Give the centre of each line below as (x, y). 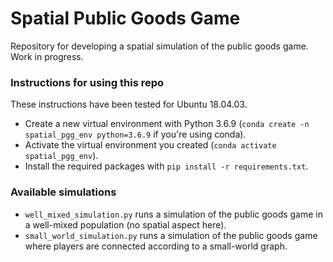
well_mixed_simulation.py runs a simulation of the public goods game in (173, 214)
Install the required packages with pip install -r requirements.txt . (166, 166)
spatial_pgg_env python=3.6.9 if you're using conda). (135, 134)
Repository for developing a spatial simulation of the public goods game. (159, 46)
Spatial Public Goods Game (125, 18)
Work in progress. (47, 56)
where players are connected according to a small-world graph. (156, 246)
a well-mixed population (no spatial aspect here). (125, 224)
